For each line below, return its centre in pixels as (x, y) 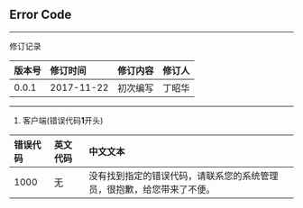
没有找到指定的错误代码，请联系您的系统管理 (184, 176)
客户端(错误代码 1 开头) (63, 120)
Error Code (41, 15)
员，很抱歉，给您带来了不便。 (152, 189)
